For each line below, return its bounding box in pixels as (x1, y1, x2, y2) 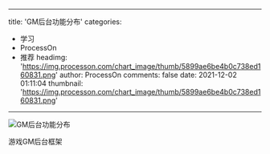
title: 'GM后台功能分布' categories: (8, 17, 122, 26)
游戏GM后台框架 (8, 137, 63, 146)
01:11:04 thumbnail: (19, 79, 84, 88)
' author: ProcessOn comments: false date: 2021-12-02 (55, 70, 237, 79)
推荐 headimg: (19, 53, 68, 62)
